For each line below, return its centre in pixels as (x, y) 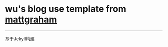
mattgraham (31, 20)
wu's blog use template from (66, 9)
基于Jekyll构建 (20, 39)
